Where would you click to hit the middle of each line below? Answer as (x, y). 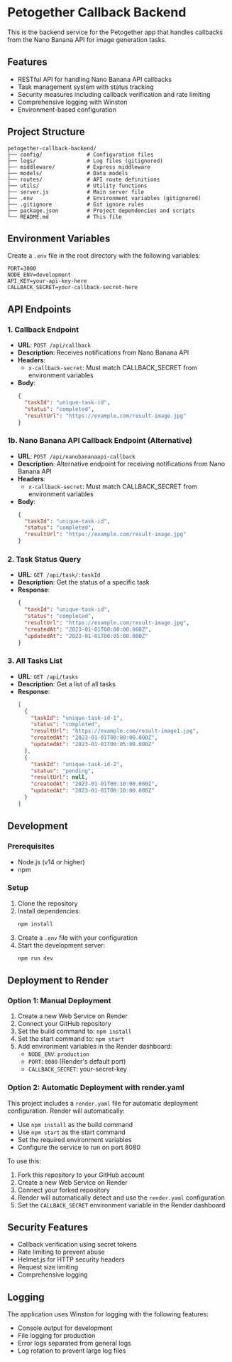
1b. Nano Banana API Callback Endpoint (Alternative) (100, 441)
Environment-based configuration (67, 109)
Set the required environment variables (74, 1139)
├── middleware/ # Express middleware (79, 167)
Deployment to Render (58, 980)
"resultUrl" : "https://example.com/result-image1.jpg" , (115, 731)
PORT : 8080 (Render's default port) (77, 1062)
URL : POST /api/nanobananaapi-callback (77, 456)
